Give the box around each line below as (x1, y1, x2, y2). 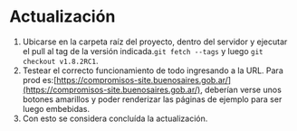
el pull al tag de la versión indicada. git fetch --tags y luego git (22, 45, 263, 56)
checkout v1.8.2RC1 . (22, 55, 99, 66)
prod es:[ (22, 74, 57, 85)
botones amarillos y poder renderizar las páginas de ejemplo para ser (22, 93, 283, 105)
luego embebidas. (22, 103, 91, 114)
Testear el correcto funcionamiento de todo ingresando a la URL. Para (22, 65, 283, 76)
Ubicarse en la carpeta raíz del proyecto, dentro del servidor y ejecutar (22, 36, 288, 47)
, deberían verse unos (200, 84, 283, 95)
